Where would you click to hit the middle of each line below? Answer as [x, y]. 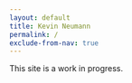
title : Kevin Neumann [50, 26]
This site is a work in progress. [66, 69]
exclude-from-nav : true [54, 43]
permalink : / [34, 34]
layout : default [40, 18]
